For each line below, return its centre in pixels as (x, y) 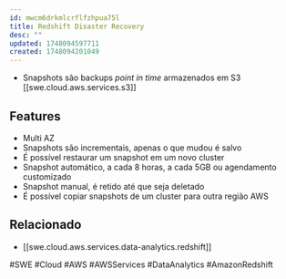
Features (35, 116)
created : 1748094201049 (55, 52)
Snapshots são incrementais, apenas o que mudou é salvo (132, 148)
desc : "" (26, 35)
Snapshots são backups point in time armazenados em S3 (132, 77)
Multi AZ (38, 138)
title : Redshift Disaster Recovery (77, 26)
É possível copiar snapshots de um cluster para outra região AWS (145, 196)
